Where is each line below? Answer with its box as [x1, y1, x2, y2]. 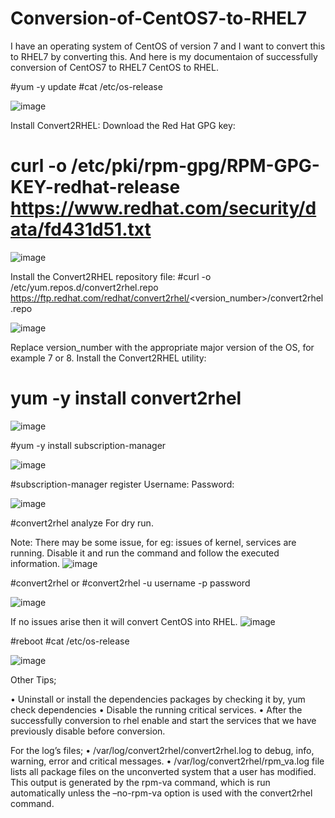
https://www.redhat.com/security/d [10, 197, 317, 220]
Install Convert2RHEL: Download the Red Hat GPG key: [10, 119, 236, 131]
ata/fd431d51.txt [10, 218, 152, 241]
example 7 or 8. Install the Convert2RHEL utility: [10, 352, 207, 364]
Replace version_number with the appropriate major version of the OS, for [10, 341, 315, 353]
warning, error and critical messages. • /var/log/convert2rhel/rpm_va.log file [10, 755, 325, 767]
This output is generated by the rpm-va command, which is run [10, 776, 271, 788]
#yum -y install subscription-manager [10, 439, 167, 451]
